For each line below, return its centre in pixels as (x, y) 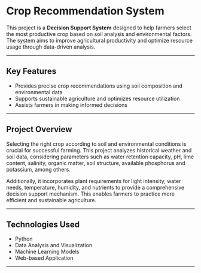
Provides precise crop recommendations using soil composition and (98, 86)
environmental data (39, 92)
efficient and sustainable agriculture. (51, 200)
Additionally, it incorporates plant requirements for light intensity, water (94, 181)
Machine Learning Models (47, 252)
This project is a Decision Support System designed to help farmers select (99, 28)
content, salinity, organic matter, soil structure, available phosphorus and (96, 163)
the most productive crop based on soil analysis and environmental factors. (99, 34)
